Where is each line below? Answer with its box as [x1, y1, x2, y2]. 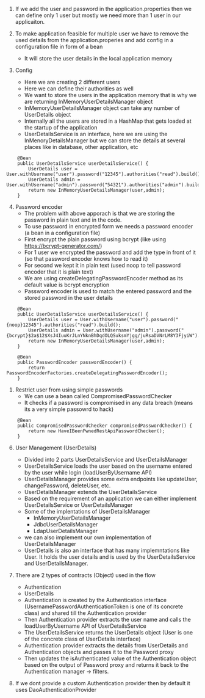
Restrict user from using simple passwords [15, 386, 123, 393]
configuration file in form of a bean [15, 43, 103, 50]
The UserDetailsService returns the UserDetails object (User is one [24, 629, 193, 636]
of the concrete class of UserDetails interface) [24, 635, 141, 642]
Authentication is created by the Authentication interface [24, 597, 167, 603]
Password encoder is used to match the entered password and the [24, 288, 192, 295]
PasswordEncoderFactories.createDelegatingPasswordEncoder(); [6, 370, 168, 376]
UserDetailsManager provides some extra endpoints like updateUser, [24, 476, 198, 482]
